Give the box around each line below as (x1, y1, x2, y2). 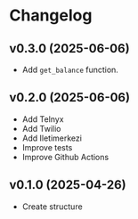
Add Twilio (21, 123, 61, 134)
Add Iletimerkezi (21, 133, 83, 143)
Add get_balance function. (21, 64, 118, 75)
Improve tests (21, 142, 73, 152)
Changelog (9, 5, 93, 26)
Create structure (21, 201, 83, 212)
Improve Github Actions (21, 151, 110, 162)
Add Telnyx (21, 113, 64, 125)
